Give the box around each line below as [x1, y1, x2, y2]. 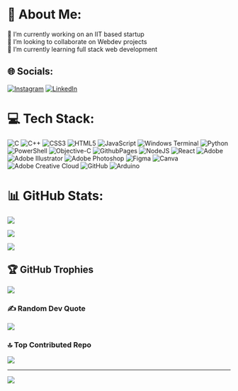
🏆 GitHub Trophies [7, 264, 94, 276]
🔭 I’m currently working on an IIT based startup [7, 30, 145, 38]
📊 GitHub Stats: [7, 187, 104, 204]
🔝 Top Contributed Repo [7, 340, 92, 350]
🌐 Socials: [7, 65, 54, 77]
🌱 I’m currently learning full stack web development [7, 45, 158, 53]
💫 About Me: [7, 6, 82, 23]
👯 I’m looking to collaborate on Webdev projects [7, 37, 147, 45]
